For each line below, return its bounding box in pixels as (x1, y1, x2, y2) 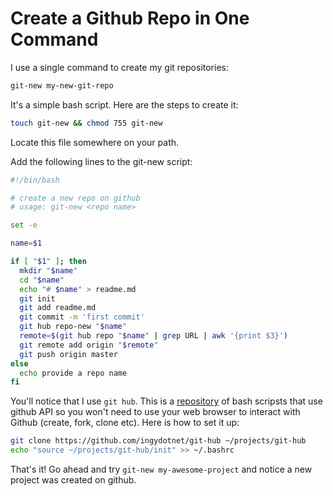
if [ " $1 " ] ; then (10, 257, 87, 267)
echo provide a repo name (19, 368, 128, 378)
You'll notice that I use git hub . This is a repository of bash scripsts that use (10, 395, 323, 407)
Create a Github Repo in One (10, 7, 250, 30)
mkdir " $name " (19, 265, 78, 276)
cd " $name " (19, 275, 65, 285)
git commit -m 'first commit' (19, 312, 145, 322)
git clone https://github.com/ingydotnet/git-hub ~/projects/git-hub (10, 436, 307, 446)
